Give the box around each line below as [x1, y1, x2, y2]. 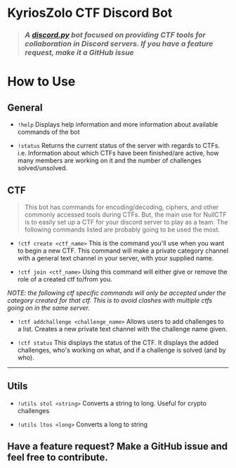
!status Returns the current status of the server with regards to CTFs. [17, 141, 221, 150]
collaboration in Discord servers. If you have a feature [24, 39, 214, 49]
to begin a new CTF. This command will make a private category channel [17, 246, 229, 255]
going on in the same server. [7, 303, 90, 312]
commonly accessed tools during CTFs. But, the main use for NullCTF [24, 210, 227, 219]
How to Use [7, 74, 76, 89]
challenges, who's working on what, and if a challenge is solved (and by [17, 346, 226, 354]
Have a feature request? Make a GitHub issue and [7, 441, 228, 453]
